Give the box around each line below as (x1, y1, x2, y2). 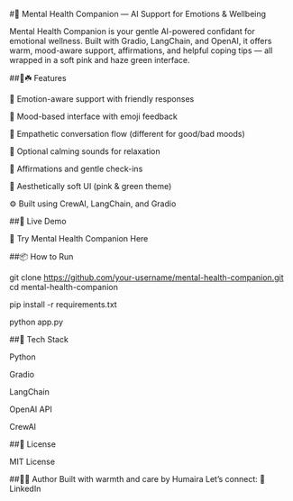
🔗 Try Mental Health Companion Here (9, 233, 149, 243)
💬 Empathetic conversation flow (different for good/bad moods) (9, 129, 245, 139)
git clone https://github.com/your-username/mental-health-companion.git (9, 272, 284, 283)
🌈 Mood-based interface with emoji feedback (9, 111, 178, 122)
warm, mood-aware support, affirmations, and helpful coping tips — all (9, 45, 273, 56)
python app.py (9, 316, 64, 327)
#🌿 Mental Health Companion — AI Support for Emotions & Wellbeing (9, 9, 267, 19)
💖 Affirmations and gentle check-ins (9, 163, 143, 174)
